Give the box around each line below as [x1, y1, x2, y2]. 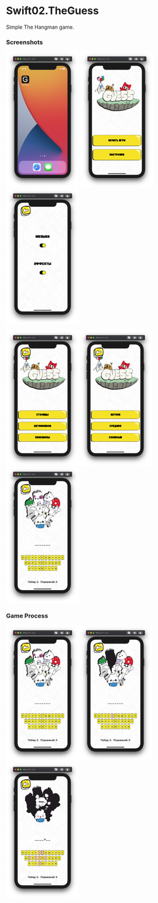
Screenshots [6, 38, 43, 46]
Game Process [6, 612, 48, 620]
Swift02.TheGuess [6, 4, 99, 18]
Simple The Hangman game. [6, 23, 75, 30]
